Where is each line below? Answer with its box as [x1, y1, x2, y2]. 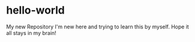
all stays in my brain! [6, 29, 56, 36]
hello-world [6, 4, 65, 17]
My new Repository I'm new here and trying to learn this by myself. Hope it [6, 23, 189, 30]
